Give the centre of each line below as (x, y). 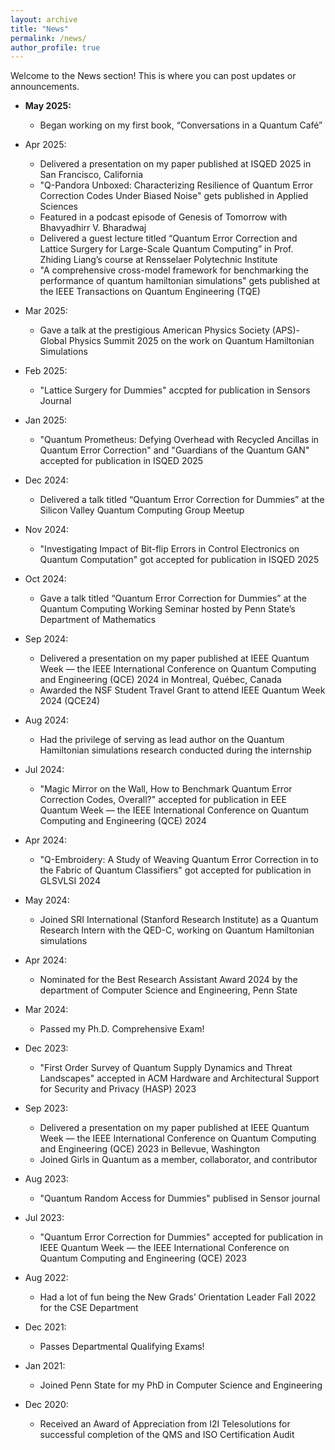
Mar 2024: (46, 1010)
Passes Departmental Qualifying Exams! (122, 1347)
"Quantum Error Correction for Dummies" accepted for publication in (181, 1237)
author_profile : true (55, 47)
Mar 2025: (46, 311)
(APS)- (286, 330)
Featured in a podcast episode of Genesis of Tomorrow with (163, 217)
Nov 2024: (47, 530)
